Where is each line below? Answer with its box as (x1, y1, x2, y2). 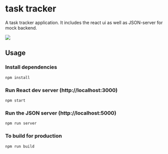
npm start (5, 98, 26, 103)
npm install (5, 75, 30, 80)
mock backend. (5, 24, 37, 30)
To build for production (5, 132, 62, 139)
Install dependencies (5, 63, 57, 70)
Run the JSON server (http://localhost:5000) (5, 109, 116, 116)
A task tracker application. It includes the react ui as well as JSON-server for (5, 19, 163, 25)
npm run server (5, 121, 37, 126)
